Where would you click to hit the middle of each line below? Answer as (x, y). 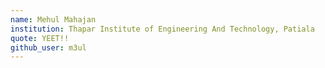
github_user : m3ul (48, 47)
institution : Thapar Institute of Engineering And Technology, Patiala (162, 29)
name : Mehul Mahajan (53, 19)
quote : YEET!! (40, 38)
